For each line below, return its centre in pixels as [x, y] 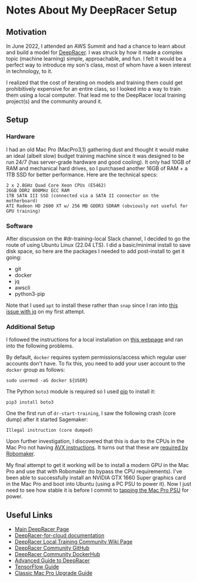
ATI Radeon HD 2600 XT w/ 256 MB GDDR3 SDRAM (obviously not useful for [97, 206]
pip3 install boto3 [30, 402]
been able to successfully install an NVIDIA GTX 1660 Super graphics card [96, 478]
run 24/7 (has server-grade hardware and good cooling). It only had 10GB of [98, 162]
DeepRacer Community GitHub [52, 548]
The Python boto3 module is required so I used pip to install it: [81, 392]
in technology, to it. [29, 71]
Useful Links [29, 515]
